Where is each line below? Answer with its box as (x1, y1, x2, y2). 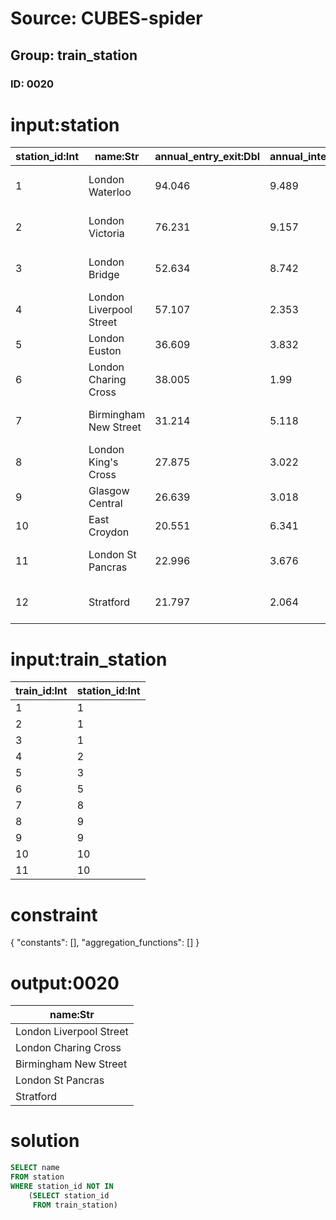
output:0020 (10, 972, 120, 994)
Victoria (88, 227, 125, 241)
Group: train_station (10, 47, 138, 64)
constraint (10, 903, 98, 926)
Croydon (88, 525, 130, 539)
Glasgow (88, 484, 130, 498)
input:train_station (10, 648, 168, 671)
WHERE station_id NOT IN (10, 1181, 114, 1191)
